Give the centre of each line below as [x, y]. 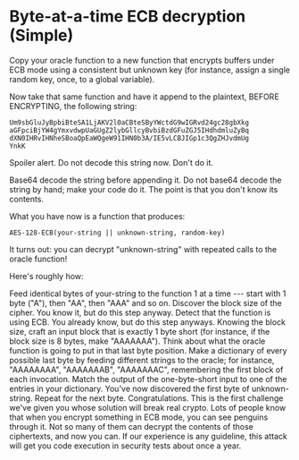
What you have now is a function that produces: [97, 216]
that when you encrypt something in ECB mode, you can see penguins [139, 417]
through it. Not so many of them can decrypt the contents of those [132, 426]
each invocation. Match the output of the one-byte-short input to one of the [148, 379]
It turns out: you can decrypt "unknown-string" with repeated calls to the [143, 249]
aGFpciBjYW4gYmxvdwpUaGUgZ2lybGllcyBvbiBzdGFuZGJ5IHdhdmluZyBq [129, 130]
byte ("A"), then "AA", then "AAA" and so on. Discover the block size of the [146, 302]
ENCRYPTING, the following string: [73, 106]
